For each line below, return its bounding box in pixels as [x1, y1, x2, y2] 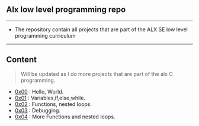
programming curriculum [14, 32, 76, 39]
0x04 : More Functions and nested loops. [14, 113, 115, 120]
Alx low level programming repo [6, 5, 126, 15]
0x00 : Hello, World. [14, 88, 64, 95]
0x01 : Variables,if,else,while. [14, 94, 86, 101]
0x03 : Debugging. [14, 107, 61, 114]
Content [6, 55, 37, 65]
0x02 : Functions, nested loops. [14, 100, 92, 108]
